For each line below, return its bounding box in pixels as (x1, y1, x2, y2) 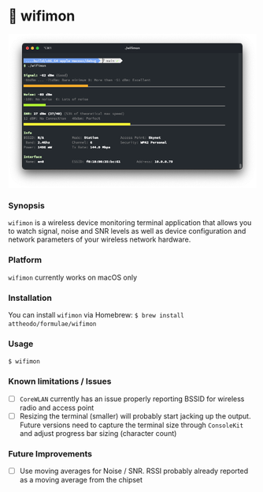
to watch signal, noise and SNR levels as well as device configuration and (8, 227, 246, 236)
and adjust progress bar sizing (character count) (19, 428, 177, 438)
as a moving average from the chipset (19, 475, 143, 485)
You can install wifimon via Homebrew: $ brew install (8, 310, 185, 319)
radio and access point (19, 403, 94, 412)
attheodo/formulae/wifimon (8, 320, 97, 328)
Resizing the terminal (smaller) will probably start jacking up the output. (19, 411, 251, 421)
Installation (8, 292, 53, 303)
